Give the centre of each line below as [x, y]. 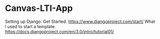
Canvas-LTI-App [39, 8]
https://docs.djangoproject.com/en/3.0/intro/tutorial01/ [60, 31]
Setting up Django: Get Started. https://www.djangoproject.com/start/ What [80, 21]
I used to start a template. [30, 26]
